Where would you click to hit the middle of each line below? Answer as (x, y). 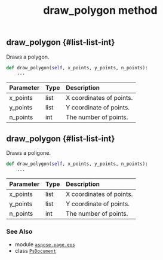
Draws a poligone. (29, 153)
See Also (19, 231)
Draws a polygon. (28, 57)
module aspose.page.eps (45, 244)
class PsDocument (36, 251)
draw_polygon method (100, 10)
